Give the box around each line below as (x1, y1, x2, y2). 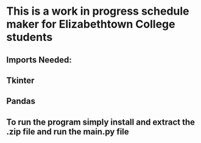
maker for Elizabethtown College (6, 17, 175, 31)
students (6, 31, 53, 44)
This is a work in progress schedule (6, 4, 190, 18)
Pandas (6, 96, 35, 106)
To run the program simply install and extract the (6, 117, 195, 127)
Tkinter (6, 75, 35, 86)
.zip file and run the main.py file (6, 127, 129, 137)
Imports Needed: (6, 54, 72, 65)
